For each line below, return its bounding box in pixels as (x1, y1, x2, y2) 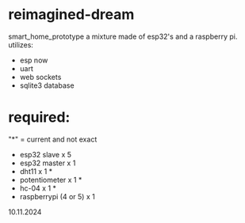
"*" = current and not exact (8, 134, 98, 144)
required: (8, 108, 71, 127)
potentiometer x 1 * (19, 175, 82, 184)
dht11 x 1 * (19, 166, 53, 176)
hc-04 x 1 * (19, 183, 57, 193)
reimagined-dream (8, 6, 135, 24)
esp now (19, 55, 48, 65)
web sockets (19, 72, 62, 81)
